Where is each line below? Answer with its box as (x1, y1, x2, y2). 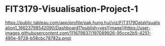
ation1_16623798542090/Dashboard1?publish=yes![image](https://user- (5, 24, 151, 30)
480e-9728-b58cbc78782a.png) (5, 35, 71, 41)
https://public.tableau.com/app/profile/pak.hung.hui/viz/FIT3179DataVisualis (5, 20, 160, 25)
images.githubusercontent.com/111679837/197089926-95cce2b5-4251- (5, 30, 151, 36)
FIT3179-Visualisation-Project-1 (5, 3, 138, 15)
